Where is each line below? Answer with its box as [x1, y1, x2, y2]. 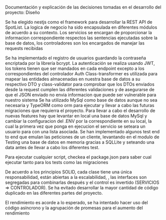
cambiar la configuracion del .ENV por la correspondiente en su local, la [5, 118, 152, 124]
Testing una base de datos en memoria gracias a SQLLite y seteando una [5, 139, 155, 145]
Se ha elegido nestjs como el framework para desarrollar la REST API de [5, 19, 153, 25]
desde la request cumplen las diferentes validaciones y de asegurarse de [5, 87, 155, 92]
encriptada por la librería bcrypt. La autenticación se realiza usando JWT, [5, 60, 155, 66]
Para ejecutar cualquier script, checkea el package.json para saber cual [5, 154, 152, 160]
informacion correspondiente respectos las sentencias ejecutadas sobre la [5, 35, 158, 41]
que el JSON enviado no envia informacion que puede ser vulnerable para [5, 92, 157, 98]
